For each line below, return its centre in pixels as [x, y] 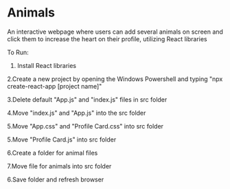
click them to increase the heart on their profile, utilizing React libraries [107, 38]
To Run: [18, 52]
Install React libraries [47, 65]
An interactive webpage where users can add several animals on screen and [115, 32]
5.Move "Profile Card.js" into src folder [62, 140]
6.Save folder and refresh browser [56, 179]
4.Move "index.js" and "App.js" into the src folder [77, 113]
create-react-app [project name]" [55, 86]
